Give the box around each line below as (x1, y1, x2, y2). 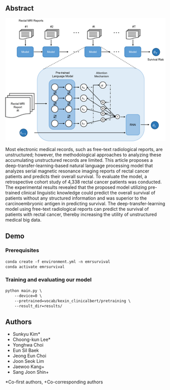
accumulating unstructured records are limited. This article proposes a (5, 157, 153, 163)
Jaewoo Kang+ (12, 363, 45, 370)
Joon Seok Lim (12, 358, 44, 364)
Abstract (5, 4, 34, 13)
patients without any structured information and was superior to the (5, 195, 147, 201)
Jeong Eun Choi (12, 352, 47, 359)
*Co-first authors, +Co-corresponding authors (5, 379, 103, 385)
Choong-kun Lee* (12, 336, 51, 343)
